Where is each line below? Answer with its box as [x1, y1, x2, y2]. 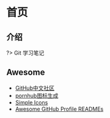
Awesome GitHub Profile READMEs [15, 105, 104, 112]
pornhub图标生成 [15, 92, 59, 99]
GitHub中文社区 [15, 84, 55, 92]
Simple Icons [15, 98, 48, 106]
